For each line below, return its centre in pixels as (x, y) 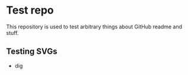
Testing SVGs (32, 52)
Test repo (30, 10)
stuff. (12, 32)
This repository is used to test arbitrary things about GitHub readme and (94, 27)
